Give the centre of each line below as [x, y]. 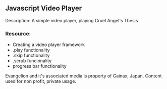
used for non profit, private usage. [41, 81]
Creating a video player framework [48, 45]
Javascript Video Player [44, 8]
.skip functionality [31, 56]
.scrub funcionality [32, 61]
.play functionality [31, 50]
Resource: [18, 33]
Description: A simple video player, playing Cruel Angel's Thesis [72, 20]
